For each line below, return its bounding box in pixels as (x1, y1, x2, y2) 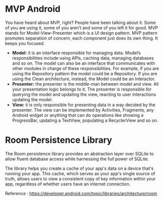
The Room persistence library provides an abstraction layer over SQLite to (5, 151, 154, 156)
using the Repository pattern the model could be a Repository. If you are (12, 70, 158, 76)
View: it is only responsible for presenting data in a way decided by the (12, 102, 156, 108)
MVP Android (5, 3, 61, 15)
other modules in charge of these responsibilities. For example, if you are (12, 65, 159, 71)
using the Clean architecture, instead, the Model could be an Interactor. (12, 76, 156, 82)
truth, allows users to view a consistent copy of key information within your (5, 176, 156, 181)
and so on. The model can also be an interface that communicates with (12, 60, 155, 66)
